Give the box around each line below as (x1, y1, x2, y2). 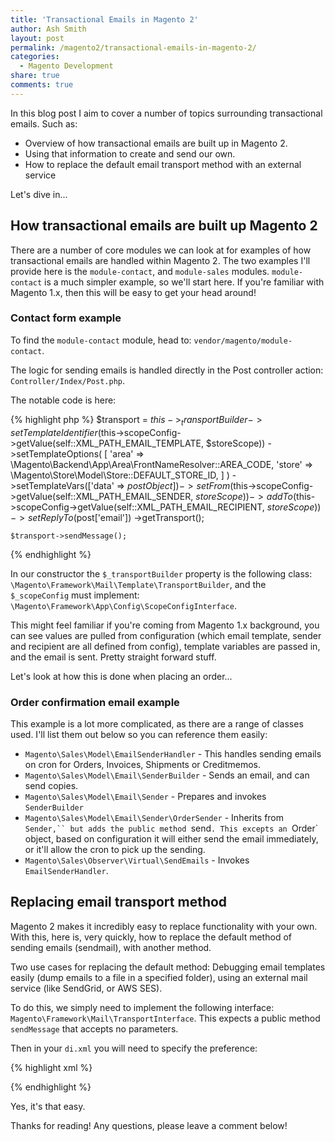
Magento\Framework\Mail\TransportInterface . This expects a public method (10, 1012, 321, 1024)
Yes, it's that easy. (10, 1100, 86, 1112)
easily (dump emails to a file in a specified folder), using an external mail (10, 971, 308, 983)
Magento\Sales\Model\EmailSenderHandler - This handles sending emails (24, 747, 322, 760)
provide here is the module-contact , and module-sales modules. (10, 265, 270, 277)
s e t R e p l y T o (27, 511, 74, 523)
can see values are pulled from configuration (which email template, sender (10, 629, 322, 641)
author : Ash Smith (10, 24, 87, 34)
